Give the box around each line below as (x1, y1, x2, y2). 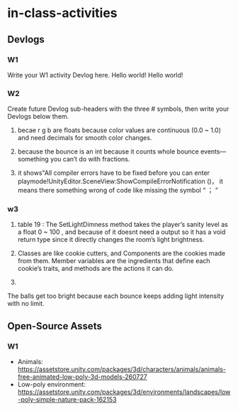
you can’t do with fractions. (50, 155, 130, 164)
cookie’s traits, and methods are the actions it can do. (17, 265, 174, 273)
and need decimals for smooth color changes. (17, 134, 152, 142)
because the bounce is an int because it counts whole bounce (17, 147, 200, 156)
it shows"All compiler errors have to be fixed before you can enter (17, 169, 210, 177)
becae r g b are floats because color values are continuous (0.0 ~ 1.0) (17, 126, 222, 134)
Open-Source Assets (7, 320, 103, 332)
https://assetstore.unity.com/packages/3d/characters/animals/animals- (17, 365, 227, 374)
